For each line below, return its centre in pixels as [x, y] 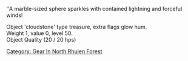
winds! [15, 15]
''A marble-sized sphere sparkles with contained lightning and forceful [94, 9]
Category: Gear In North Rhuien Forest [54, 51]
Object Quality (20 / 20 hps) [41, 40]
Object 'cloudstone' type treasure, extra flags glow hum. [77, 27]
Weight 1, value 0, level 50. [39, 33]
